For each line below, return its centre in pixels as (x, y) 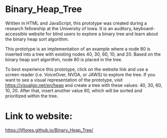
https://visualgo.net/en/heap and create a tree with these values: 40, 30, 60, (84, 85)
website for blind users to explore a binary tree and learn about (93, 34)
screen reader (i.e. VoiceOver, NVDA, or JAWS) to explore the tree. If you (80, 74)
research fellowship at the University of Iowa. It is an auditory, (69, 28)
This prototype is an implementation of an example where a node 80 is (78, 49)
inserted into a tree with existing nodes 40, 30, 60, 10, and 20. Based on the (83, 54)
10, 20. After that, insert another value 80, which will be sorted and (74, 90)
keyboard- (144, 28)
